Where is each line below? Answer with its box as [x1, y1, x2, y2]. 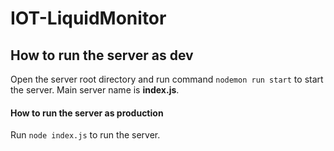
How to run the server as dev [10, 47, 194, 64]
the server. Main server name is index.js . [10, 84, 180, 96]
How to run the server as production [10, 107, 164, 119]
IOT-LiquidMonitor [10, 7, 167, 30]
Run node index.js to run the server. [10, 129, 161, 141]
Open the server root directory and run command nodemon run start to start [10, 73, 324, 85]
